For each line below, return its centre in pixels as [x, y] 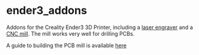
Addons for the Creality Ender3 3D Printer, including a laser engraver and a [100, 27]
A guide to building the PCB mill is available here [67, 45]
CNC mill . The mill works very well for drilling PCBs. [70, 33]
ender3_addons [47, 11]
